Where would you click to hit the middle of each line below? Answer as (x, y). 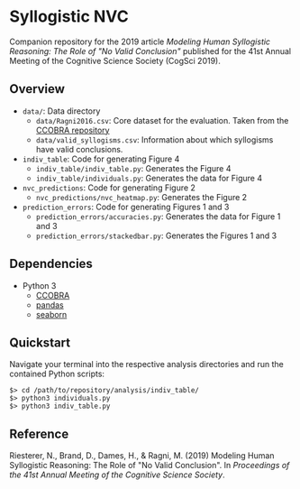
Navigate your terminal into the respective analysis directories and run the (146, 364)
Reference (39, 434)
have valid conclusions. (79, 149)
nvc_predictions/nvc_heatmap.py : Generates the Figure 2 (141, 197)
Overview (37, 89)
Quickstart (40, 342)
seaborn (51, 314)
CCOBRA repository (73, 130)
